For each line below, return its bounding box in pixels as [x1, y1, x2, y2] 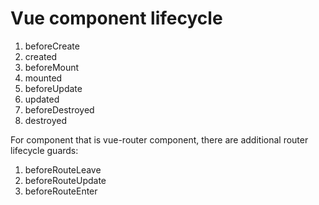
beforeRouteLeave [24, 163, 102, 176]
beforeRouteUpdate [24, 174, 107, 186]
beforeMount [24, 61, 80, 73]
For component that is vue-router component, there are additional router [10, 133, 309, 146]
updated [24, 93, 60, 105]
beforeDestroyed [24, 103, 95, 116]
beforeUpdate [24, 82, 83, 94]
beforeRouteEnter [24, 185, 98, 197]
